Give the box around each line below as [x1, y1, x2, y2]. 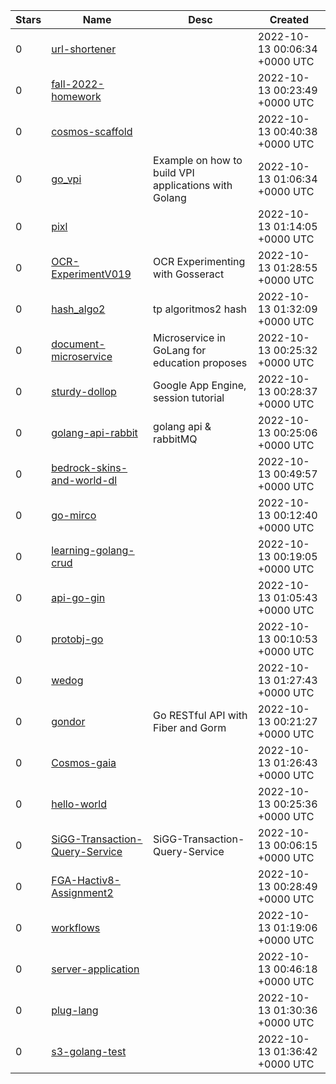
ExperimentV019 [51, 267, 132, 281]
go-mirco [51, 509, 97, 522]
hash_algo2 [51, 302, 106, 316]
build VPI [153, 166, 195, 179]
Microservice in [153, 331, 226, 344]
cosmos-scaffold [51, 125, 133, 138]
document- [51, 337, 106, 351]
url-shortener [51, 42, 117, 56]
